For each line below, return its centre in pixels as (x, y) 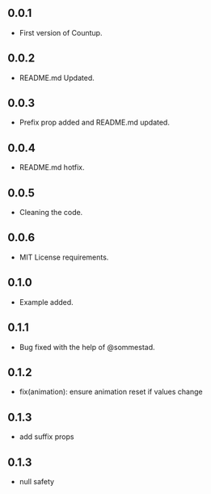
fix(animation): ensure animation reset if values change (111, 392)
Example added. (46, 302)
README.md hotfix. (52, 167)
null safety (36, 481)
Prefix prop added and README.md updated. (95, 122)
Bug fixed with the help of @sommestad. (87, 347)
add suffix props (46, 437)
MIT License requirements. (64, 257)
